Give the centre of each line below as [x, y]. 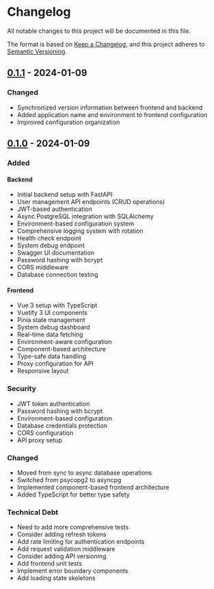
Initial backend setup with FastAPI [65, 195]
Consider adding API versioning [62, 556]
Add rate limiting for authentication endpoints [81, 542]
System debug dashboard [53, 327]
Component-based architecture [61, 349]
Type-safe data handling [52, 356]
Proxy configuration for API [55, 364]
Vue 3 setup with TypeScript [57, 305]
